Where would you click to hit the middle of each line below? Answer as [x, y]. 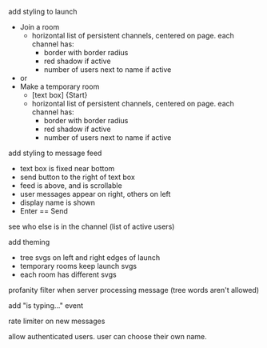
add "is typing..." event [46, 306]
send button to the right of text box [78, 177]
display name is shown [58, 202]
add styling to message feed [55, 153]
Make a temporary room [60, 86]
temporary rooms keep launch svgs [78, 266]
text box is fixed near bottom [67, 168]
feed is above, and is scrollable [71, 186]
